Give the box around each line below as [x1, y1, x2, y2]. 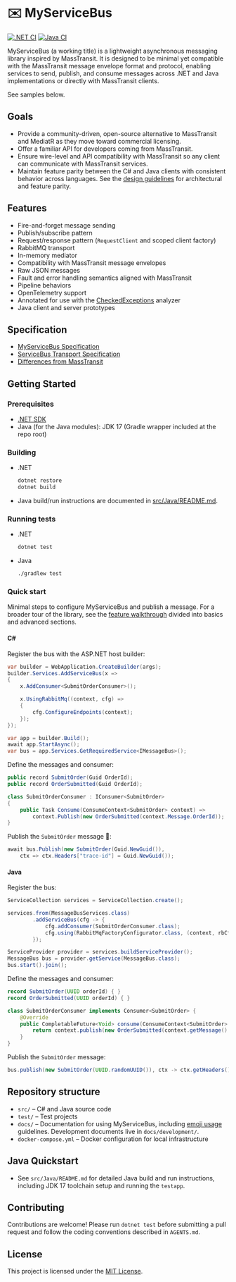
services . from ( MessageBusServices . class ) [7, 910, 131, 917]
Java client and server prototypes [17, 303, 116, 312]
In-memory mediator [17, 251, 78, 259]
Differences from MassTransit [17, 357, 103, 366]
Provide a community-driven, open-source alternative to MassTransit [17, 129, 217, 137]
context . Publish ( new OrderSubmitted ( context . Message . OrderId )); [32, 813, 225, 820]
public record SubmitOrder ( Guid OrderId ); [7, 774, 133, 782]
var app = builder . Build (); [7, 734, 90, 741]
